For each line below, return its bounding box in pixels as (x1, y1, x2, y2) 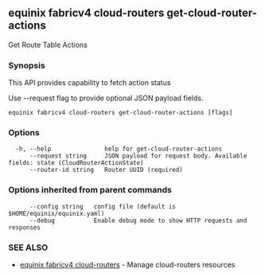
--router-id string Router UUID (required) (29, 166, 183, 174)
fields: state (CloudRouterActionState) (8, 159, 145, 167)
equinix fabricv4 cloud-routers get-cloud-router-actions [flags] (8, 109, 233, 117)
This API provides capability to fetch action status (8, 78, 171, 88)
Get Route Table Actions (8, 40, 88, 49)
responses (8, 223, 41, 232)
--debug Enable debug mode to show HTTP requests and (29, 217, 247, 224)
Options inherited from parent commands (8, 185, 173, 196)
